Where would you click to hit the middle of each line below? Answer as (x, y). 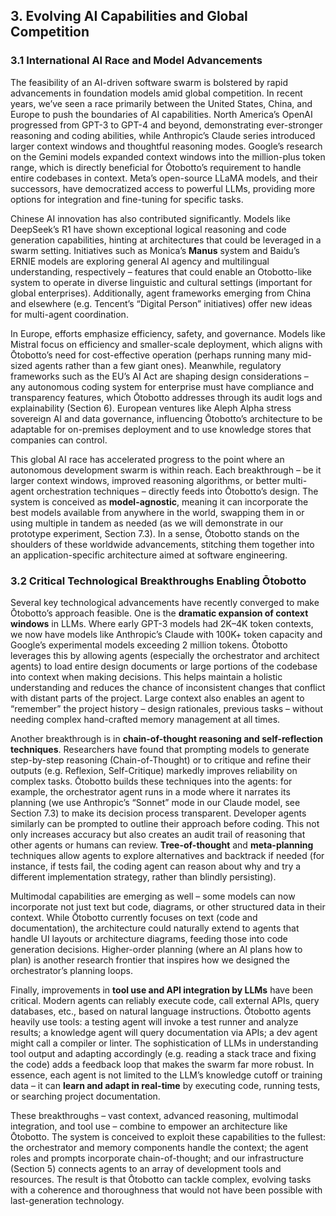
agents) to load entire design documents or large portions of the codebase (164, 666)
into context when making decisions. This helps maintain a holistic (146, 676)
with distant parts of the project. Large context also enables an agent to (157, 698)
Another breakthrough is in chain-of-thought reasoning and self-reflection (166, 738)
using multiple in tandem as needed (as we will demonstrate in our (147, 523)
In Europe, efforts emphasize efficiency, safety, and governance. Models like (168, 333)
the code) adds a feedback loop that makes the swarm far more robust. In (162, 1064)
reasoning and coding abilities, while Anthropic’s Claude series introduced (163, 135)
